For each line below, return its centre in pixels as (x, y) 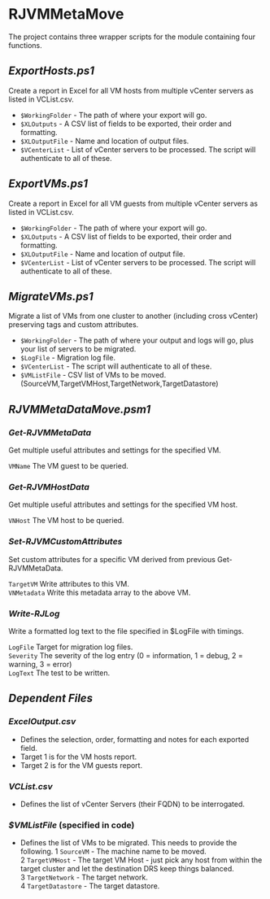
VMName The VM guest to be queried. (68, 466)
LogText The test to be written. (59, 673)
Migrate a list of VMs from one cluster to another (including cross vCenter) (133, 316)
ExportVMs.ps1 (48, 184)
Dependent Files (51, 698)
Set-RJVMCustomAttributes (65, 542)
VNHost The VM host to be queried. (66, 521)
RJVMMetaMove (66, 14)
